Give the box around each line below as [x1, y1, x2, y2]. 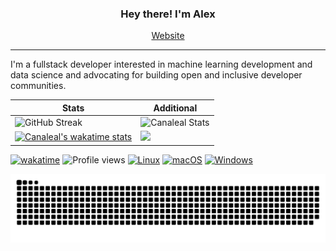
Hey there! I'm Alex [120, 7, 216, 21]
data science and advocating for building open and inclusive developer [10, 69, 303, 81]
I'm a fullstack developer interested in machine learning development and [10, 58, 313, 71]
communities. [10, 80, 67, 92]
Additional [153, 102, 198, 114]
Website [151, 30, 185, 42]
